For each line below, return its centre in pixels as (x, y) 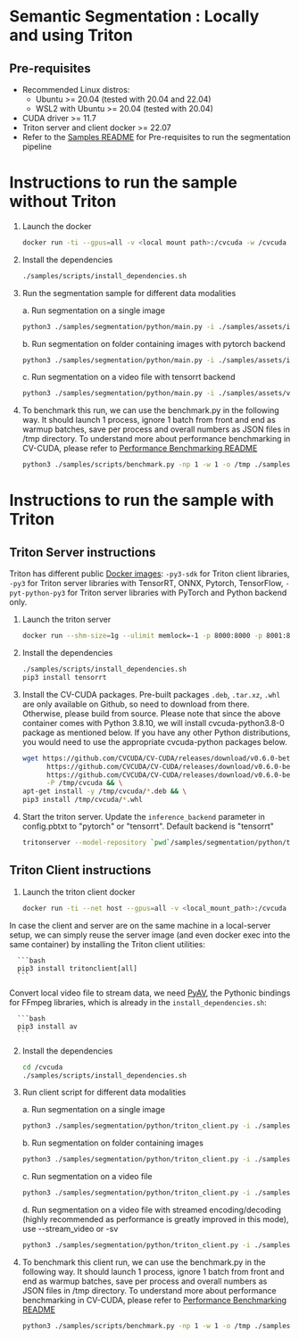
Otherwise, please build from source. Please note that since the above (151, 713)
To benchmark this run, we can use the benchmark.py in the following (150, 410)
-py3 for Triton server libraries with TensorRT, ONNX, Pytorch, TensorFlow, (146, 583)
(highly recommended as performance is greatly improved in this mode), (155, 1219)
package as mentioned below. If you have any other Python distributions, (156, 732)
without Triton (63, 202)
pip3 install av (47, 1026)
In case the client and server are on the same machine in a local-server (140, 925)
